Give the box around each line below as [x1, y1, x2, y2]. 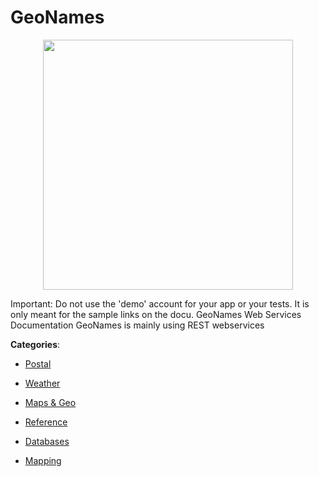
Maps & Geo [24, 396, 77, 408]
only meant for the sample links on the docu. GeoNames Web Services [10, 308, 302, 320]
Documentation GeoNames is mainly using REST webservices [10, 319, 265, 331]
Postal [24, 357, 52, 370]
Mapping [24, 454, 62, 466]
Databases [24, 435, 70, 447]
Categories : [10, 338, 61, 350]
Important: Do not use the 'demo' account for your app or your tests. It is [10, 297, 310, 310]
